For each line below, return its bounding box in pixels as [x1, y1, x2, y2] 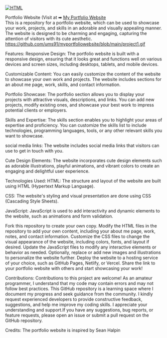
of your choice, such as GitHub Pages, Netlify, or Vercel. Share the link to [5, 260, 156, 266]
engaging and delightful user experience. [5, 168, 90, 174]
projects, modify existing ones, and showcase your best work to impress [5, 102, 155, 107]
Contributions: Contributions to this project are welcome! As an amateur [5, 275, 153, 281]
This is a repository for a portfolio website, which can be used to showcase [5, 20, 160, 25]
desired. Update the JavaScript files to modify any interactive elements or [5, 244, 157, 250]
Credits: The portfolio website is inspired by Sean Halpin [5, 327, 121, 333]
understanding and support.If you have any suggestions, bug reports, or [5, 307, 154, 312]
